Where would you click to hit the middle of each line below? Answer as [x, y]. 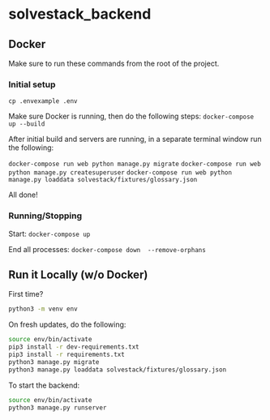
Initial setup [32, 84]
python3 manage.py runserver [58, 407]
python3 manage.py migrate [54, 362]
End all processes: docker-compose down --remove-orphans [107, 249]
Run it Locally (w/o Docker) [78, 274]
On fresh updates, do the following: [67, 324]
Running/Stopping [45, 216]
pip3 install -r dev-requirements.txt [74, 347]
